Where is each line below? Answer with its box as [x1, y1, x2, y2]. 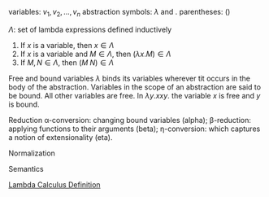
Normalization [8, 148, 55, 158]
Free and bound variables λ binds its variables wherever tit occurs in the [8, 73, 250, 83]
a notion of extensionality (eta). [8, 132, 113, 142]
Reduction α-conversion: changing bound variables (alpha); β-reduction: [8, 115, 252, 125]
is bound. [8, 99, 40, 109]
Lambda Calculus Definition [8, 179, 101, 190]
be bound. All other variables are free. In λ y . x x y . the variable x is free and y [8, 90, 261, 100]
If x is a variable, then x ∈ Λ [20, 40, 115, 50]
